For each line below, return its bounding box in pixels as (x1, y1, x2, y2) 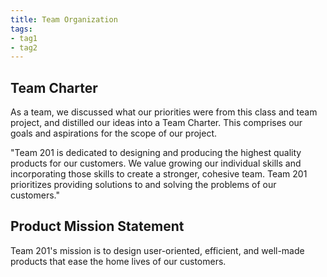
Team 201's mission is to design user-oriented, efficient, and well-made (10, 244, 305, 256)
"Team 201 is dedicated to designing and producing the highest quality (10, 147, 302, 159)
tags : (10, 24, 33, 34)
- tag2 (10, 42, 38, 53)
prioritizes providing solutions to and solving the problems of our (10, 179, 277, 191)
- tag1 (10, 33, 38, 43)
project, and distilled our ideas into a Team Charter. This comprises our (10, 117, 303, 129)
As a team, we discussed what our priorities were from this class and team (10, 106, 318, 118)
